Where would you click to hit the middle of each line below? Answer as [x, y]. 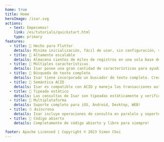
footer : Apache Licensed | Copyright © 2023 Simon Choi [63, 132]
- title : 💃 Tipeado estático [39, 91]
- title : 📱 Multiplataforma [38, 101]
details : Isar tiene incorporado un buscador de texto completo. [82, 78]
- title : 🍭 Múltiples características [49, 64]
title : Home [17, 14]
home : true [16, 10]
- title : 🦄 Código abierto [37, 118]
